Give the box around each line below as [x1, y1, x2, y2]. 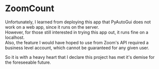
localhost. [5, 34, 25, 40]
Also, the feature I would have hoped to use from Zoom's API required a [5, 39, 149, 45]
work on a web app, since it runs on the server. [5, 24, 99, 30]
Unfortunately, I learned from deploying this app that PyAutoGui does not [5, 19, 151, 25]
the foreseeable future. [5, 59, 51, 65]
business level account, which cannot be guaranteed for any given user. [5, 45, 149, 51]
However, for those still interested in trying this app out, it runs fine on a [5, 29, 148, 35]
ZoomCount [5, 3, 54, 14]
